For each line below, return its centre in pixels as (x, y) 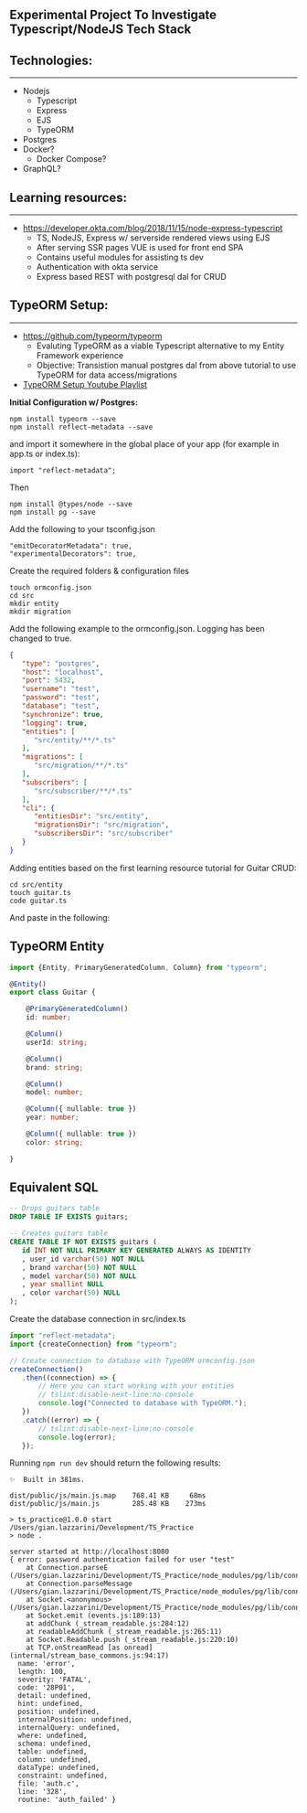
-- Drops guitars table (55, 1209)
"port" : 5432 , (48, 680)
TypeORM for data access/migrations (107, 375)
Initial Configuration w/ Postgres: (74, 402)
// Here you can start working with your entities (136, 1386)
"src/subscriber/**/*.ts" (83, 791)
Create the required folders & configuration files (100, 571)
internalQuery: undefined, (69, 1728)
